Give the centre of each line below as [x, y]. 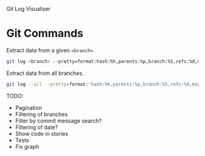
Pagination [29, 108]
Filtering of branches [41, 114]
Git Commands [45, 34]
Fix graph [27, 146]
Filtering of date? [36, 127]
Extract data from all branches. [45, 73]
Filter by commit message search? [58, 121]
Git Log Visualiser [28, 9]
